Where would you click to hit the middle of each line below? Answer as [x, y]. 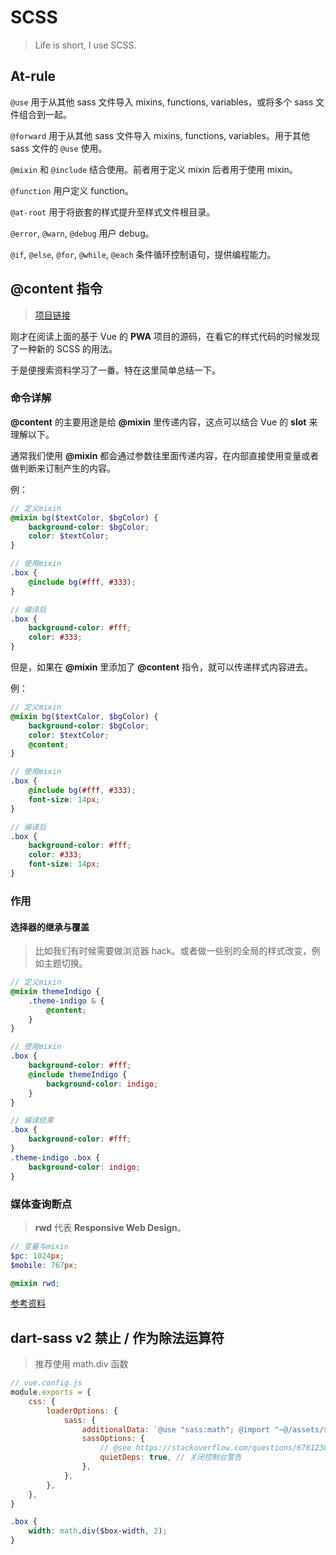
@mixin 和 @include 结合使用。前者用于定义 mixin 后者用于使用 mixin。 [154, 169]
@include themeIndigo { [78, 1074]
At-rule [33, 76]
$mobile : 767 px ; [44, 1265]
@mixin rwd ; [35, 1283]
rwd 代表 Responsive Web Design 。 [110, 1227]
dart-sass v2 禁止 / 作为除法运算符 [117, 1337]
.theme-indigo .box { [55, 1157]
